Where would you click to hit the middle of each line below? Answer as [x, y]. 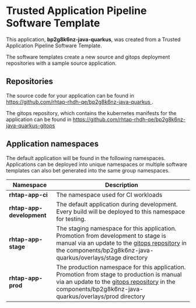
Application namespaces [52, 144]
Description [121, 185]
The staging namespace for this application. [116, 228]
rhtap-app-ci [28, 195]
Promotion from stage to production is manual [119, 274]
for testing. [71, 219]
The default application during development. [117, 204]
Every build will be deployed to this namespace [121, 212]
